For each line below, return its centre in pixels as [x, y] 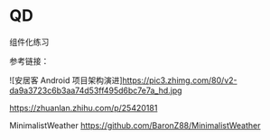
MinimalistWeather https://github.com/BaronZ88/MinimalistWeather [135, 125]
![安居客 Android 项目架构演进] [66, 80]
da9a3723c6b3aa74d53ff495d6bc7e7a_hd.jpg [96, 90]
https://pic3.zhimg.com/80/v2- [180, 80]
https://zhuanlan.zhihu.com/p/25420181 [84, 107]
